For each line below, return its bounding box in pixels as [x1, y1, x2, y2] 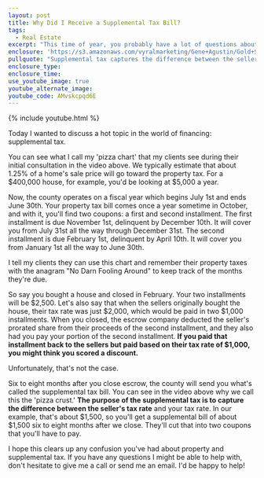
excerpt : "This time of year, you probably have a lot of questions [8, 41, 237, 49]
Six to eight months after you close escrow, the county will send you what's [8, 379, 253, 388]
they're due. [8, 274, 47, 284]
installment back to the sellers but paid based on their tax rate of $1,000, [8, 340, 250, 350]
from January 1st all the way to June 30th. [8, 243, 145, 252]
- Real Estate [15, 33, 61, 42]
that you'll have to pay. [8, 429, 82, 439]
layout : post [8, 11, 51, 20]
